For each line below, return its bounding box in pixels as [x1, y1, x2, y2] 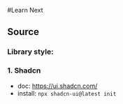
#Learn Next [7, 6, 43, 14]
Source [7, 26, 40, 38]
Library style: [7, 47, 54, 57]
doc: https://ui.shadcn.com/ [17, 82, 98, 90]
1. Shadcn [7, 66, 41, 75]
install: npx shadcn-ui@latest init [17, 89, 117, 97]
